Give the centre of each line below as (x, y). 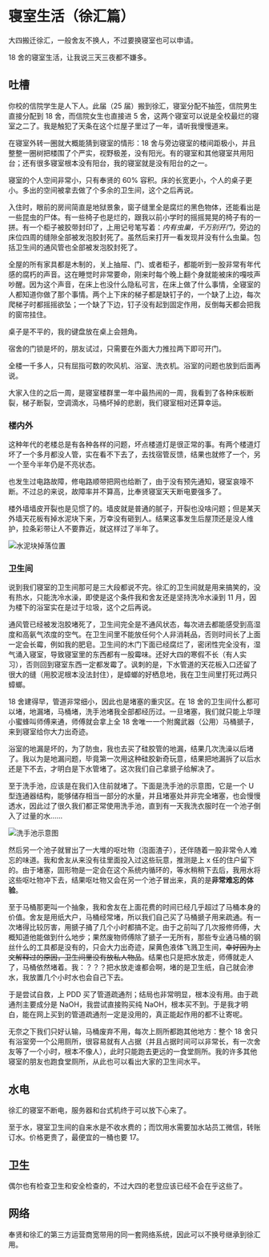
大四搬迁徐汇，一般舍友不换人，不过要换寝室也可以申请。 (103, 40)
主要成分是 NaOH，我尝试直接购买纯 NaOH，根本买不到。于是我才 (132, 1004)
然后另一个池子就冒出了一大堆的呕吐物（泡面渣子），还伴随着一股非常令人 (129, 850)
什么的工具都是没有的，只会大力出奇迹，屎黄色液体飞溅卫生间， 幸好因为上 (138, 947)
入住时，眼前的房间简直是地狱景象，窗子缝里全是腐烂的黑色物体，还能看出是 (134, 207)
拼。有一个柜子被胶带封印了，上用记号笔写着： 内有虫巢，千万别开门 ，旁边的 (134, 227)
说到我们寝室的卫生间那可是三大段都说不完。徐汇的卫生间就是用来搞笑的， (131, 587)
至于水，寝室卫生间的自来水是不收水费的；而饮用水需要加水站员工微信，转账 (134, 1127)
